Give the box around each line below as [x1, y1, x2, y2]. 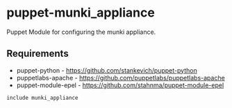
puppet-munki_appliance [6, 5, 156, 21]
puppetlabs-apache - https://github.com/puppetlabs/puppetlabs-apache [16, 73, 225, 82]
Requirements [6, 48, 69, 60]
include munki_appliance [6, 94, 78, 101]
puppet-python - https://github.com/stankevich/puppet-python [16, 66, 197, 74]
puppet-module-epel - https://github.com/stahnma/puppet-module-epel [16, 81, 224, 89]
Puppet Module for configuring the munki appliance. [6, 28, 156, 36]
